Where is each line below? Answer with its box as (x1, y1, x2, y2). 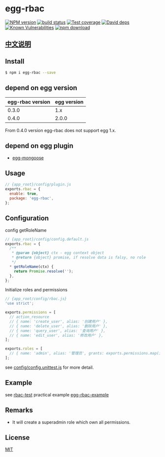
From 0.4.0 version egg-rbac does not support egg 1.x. (5, 127, 116, 133)
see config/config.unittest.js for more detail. (5, 364, 94, 370)
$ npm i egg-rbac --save (5, 70, 56, 75)
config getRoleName (5, 227, 47, 233)
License (5, 433, 30, 442)
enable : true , (9, 191, 38, 196)
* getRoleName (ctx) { (9, 264, 54, 269)
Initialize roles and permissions (5, 287, 68, 293)
